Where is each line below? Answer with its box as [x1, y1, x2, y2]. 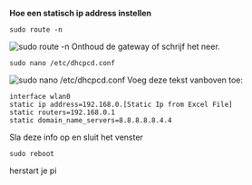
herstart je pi [9, 165, 57, 176]
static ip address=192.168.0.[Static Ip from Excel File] [9, 100, 233, 109]
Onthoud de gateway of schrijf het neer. [71, 41, 220, 52]
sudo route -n [9, 25, 63, 34]
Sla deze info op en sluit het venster [9, 131, 143, 142]
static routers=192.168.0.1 [9, 108, 116, 117]
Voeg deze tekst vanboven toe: [126, 74, 243, 85]
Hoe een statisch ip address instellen [9, 8, 152, 18]
